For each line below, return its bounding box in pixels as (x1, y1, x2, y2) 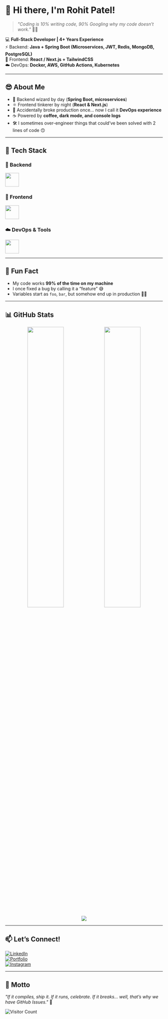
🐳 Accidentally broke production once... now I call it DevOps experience (12, 107, 161, 113)
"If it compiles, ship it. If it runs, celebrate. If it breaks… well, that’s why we (5, 994, 158, 1000)
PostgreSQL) (5, 51, 32, 57)
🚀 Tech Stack (5, 146, 47, 155)
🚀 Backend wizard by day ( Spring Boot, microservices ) (12, 96, 127, 102)
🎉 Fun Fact (5, 267, 38, 275)
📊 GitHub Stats (5, 311, 54, 319)
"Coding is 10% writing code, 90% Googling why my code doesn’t (17, 21, 154, 27)
